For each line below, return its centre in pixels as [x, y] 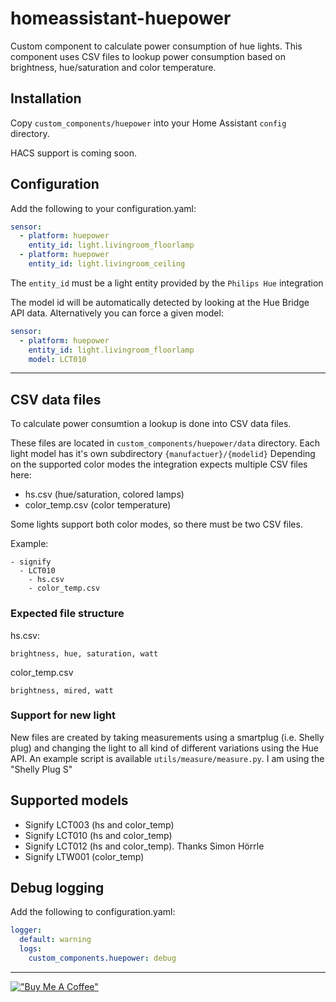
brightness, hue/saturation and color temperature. [113, 67]
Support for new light [63, 715]
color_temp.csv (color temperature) [98, 505]
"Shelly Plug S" [41, 769]
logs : [31, 949]
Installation [46, 98]
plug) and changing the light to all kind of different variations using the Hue [165, 748]
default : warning [55, 940]
